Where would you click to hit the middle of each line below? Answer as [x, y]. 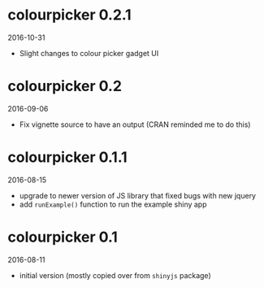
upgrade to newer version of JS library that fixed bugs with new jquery [138, 195]
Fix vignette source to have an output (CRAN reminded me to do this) [135, 124]
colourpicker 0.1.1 [67, 157]
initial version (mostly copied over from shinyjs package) [115, 275]
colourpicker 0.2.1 [69, 15]
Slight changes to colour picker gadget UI [89, 53]
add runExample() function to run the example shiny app [113, 204]
